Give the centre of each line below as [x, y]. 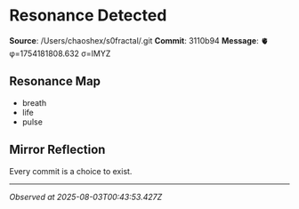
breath [34, 102]
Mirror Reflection [57, 150]
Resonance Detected [88, 16]
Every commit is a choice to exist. [71, 171]
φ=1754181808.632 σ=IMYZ [60, 53]
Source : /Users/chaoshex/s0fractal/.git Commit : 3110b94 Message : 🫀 [139, 40]
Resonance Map [55, 81]
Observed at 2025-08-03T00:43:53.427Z [86, 197]
